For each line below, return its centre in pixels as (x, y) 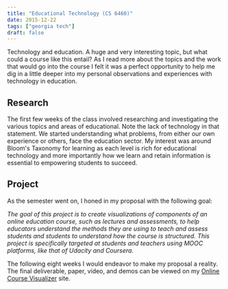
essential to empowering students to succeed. (72, 163)
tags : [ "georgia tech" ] (41, 26)
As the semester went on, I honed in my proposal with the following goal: (110, 201)
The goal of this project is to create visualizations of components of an (107, 214)
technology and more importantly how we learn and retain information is (109, 155)
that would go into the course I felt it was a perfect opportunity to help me (111, 66)
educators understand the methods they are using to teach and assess (107, 228)
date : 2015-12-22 (32, 20)
